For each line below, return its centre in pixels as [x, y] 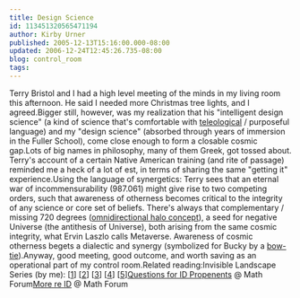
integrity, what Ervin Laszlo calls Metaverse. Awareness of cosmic [131, 236]
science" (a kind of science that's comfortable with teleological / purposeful [149, 121]
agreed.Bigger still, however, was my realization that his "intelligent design [146, 112]
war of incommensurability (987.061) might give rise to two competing [138, 188]
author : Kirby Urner [48, 34]
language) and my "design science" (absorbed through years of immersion [147, 131]
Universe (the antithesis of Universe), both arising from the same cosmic [143, 226]
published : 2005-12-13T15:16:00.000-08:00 [90, 43]
